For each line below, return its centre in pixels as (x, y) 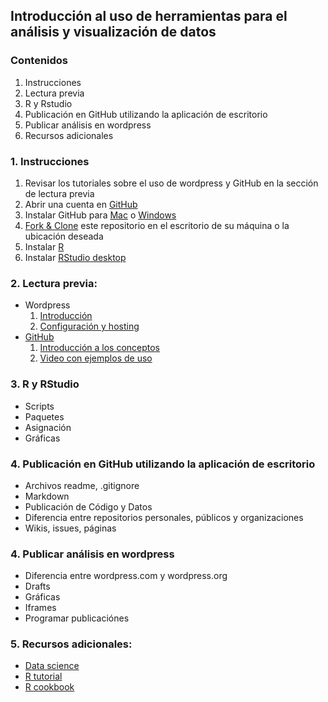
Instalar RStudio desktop (75, 257)
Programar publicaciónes (77, 618)
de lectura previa (59, 193)
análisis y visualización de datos (113, 32)
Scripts (39, 406)
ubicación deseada (64, 236)
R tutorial (43, 676)
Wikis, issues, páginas (70, 528)
